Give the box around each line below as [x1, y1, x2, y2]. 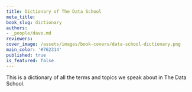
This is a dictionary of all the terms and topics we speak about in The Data [6, 74, 187, 81]
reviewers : [6, 36, 33, 42]
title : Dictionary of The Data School [6, 8, 102, 15]
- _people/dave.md [6, 30, 51, 36]
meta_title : [6, 14, 35, 20]
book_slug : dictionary [6, 19, 62, 25]
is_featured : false [6, 57, 54, 63]
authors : [6, 25, 28, 31]
